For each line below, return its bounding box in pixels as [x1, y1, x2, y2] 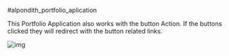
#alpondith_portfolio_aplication [7, 6, 98, 14]
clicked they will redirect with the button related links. [7, 27, 163, 35]
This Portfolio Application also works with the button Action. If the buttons [7, 20, 223, 27]
